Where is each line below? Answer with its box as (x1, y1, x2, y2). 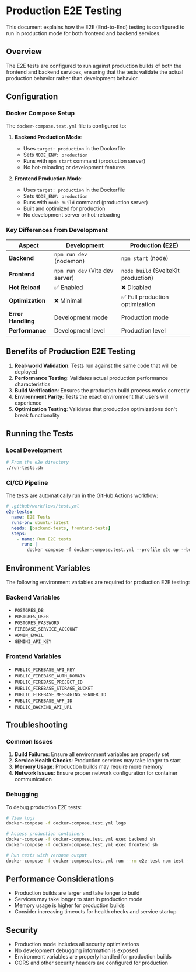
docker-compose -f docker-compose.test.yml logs (6, 820, 127, 826)
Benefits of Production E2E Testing (6, 347, 136, 357)
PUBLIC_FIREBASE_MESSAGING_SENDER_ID (14, 692, 107, 697)
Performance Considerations (6, 874, 114, 884)
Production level (121, 326, 166, 334)
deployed (14, 368, 37, 375)
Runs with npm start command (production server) (23, 158, 146, 165)
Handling (9, 317, 35, 325)
